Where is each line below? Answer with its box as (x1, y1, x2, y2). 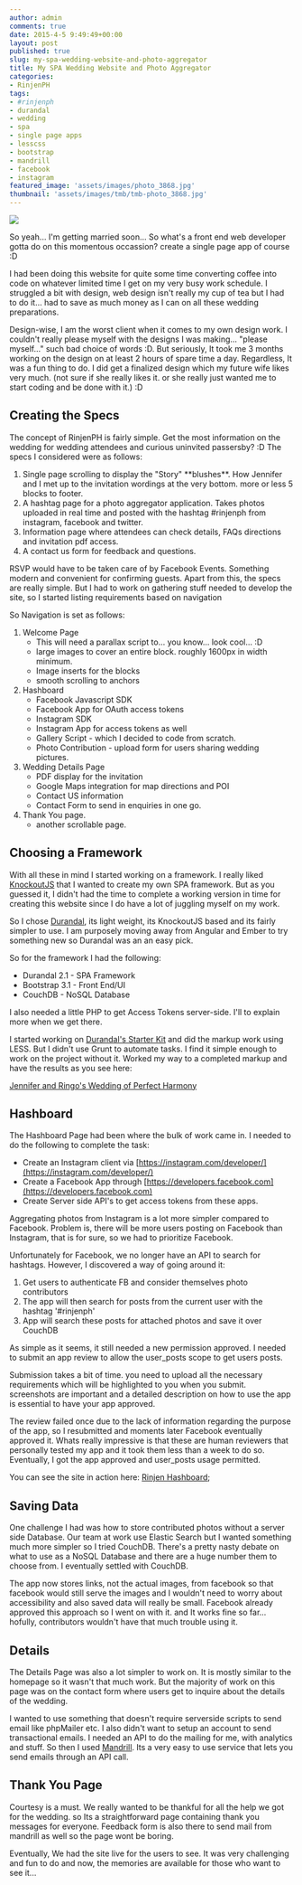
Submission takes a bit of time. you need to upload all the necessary (9, 1370, 263, 1381)
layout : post (9, 38, 59, 48)
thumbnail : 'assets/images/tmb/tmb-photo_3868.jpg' (9, 190, 207, 199)
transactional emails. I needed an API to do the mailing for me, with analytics (9, 1732, 293, 1743)
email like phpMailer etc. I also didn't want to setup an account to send (9, 1723, 272, 1734)
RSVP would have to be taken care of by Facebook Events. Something (9, 562, 270, 574)
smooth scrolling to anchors (35, 674, 140, 685)
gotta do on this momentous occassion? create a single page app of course (9, 241, 290, 251)
